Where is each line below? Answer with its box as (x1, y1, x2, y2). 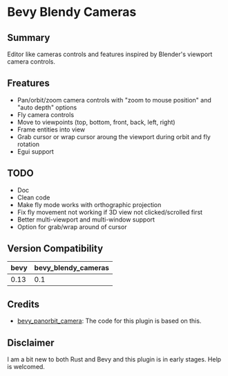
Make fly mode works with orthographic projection (17, 200, 162, 208)
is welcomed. (7, 363, 45, 371)
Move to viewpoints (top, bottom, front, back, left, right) (17, 118, 175, 126)
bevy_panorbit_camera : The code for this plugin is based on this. (17, 316, 202, 325)
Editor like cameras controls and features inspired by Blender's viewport (7, 50, 213, 58)
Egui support (17, 147, 54, 156)
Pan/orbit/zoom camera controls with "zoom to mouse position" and (17, 96, 212, 104)
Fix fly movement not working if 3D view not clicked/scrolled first (17, 208, 202, 216)
